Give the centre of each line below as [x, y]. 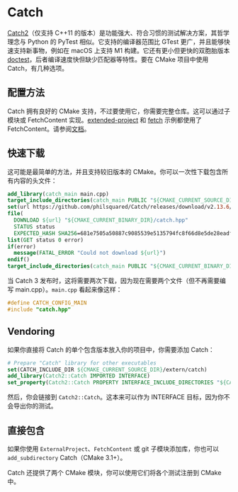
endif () [19, 260]
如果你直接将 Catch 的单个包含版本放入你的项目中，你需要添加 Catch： [111, 349]
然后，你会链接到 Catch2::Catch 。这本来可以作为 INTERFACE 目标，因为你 [116, 397]
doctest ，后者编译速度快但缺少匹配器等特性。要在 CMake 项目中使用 [108, 59]
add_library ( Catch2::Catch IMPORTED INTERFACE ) [79, 376]
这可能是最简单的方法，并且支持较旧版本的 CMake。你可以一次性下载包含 [115, 171]
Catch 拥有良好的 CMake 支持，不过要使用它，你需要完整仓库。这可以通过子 [119, 111]
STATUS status [34, 227]
